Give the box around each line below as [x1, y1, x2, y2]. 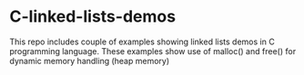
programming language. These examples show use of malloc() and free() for [9, 45, 297, 56]
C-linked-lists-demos [9, 6, 176, 27]
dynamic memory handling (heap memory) [9, 55, 170, 66]
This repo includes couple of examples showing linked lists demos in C [9, 36, 275, 47]
